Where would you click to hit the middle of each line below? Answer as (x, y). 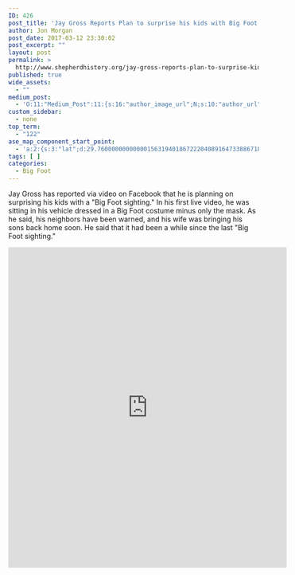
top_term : (25, 127)
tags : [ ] (25, 156)
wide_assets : (30, 82)
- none (26, 119)
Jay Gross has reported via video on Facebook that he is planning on (121, 194)
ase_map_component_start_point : (62, 141)
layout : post (30, 53)
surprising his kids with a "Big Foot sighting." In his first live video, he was (129, 202)
